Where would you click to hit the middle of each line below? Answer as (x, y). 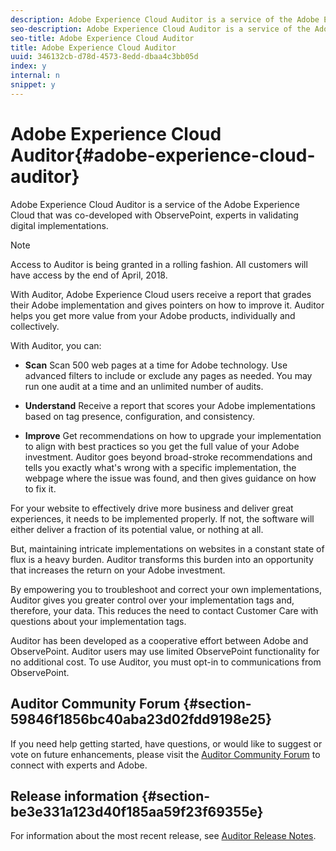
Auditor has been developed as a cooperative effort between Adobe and (159, 640)
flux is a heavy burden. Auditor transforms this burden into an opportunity (162, 559)
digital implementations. (59, 225)
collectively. (35, 326)
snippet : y (33, 85)
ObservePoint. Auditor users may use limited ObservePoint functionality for (165, 651)
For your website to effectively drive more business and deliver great (152, 508)
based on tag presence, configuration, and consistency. (139, 416)
